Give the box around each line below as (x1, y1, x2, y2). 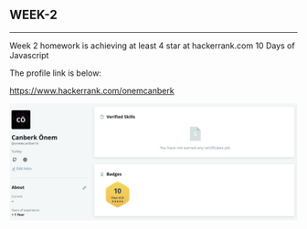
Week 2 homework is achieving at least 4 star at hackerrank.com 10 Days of (9, 40, 295, 51)
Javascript (9, 49, 49, 60)
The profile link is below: (9, 68, 102, 78)
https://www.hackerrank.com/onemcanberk (9, 85, 175, 96)
